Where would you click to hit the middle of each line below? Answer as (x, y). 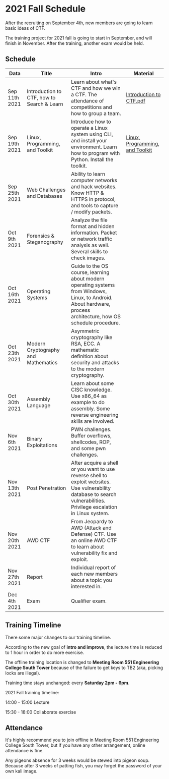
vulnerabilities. (88, 500)
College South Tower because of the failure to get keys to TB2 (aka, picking (84, 667)
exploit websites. (91, 481)
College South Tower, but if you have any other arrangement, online (75, 745)
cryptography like (92, 337)
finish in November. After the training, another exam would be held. (75, 43)
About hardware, (91, 304)
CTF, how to (41, 97)
